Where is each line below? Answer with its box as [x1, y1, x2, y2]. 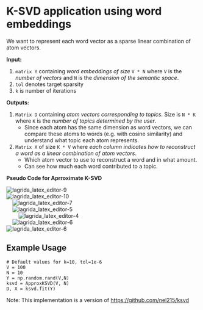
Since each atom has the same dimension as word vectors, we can [24, 123, 192, 131]
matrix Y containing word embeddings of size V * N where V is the [15, 67, 182, 74]
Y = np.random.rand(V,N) [6, 275, 69, 281]
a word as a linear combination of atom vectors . [15, 150, 137, 157]
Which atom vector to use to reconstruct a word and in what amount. [24, 156, 198, 163]
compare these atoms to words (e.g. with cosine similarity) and [24, 130, 183, 137]
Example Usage [6, 243, 67, 253]
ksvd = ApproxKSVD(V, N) [6, 280, 69, 286]
